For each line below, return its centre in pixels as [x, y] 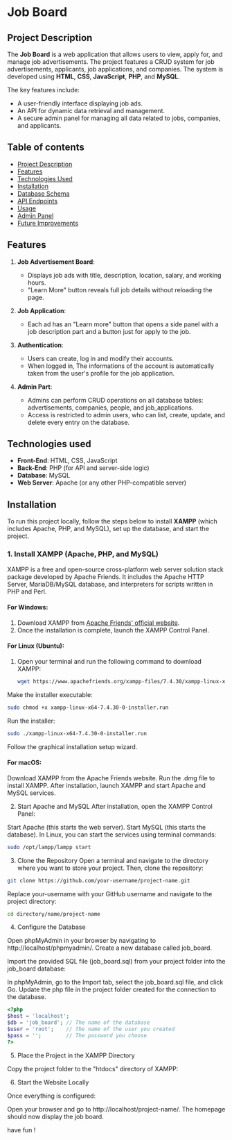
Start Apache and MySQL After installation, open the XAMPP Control [115, 806]
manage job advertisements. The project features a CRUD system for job [111, 62]
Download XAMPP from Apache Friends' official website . [98, 623]
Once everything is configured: [51, 1096]
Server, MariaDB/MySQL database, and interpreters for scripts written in [110, 584]
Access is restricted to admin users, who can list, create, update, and [126, 414]
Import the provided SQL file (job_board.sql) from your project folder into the [116, 962]
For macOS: [25, 763]
